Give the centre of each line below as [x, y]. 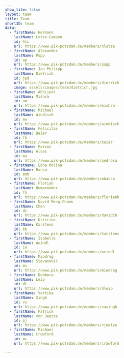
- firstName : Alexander [34, 51]
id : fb [21, 138]
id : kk [21, 229]
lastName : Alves [31, 151]
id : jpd [22, 78]
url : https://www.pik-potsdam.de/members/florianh [67, 197]
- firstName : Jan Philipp [36, 69]
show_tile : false [23, 10]
